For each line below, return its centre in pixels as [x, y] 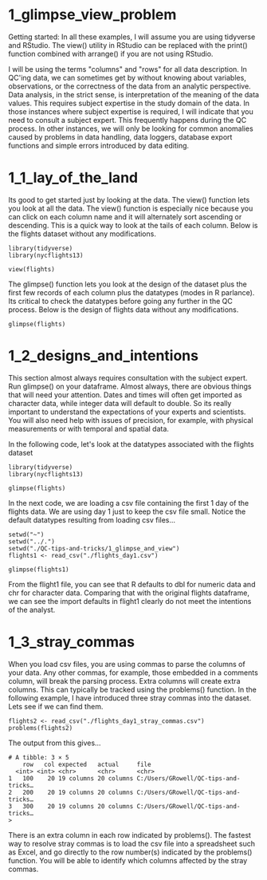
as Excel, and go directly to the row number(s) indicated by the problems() [130, 852]
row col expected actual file [87, 764]
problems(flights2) [41, 728]
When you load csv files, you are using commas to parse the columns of [127, 664]
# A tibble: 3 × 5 [39, 757]
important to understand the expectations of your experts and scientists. [127, 412]
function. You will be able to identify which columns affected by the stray [128, 860]
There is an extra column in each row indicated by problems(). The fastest [130, 835]
